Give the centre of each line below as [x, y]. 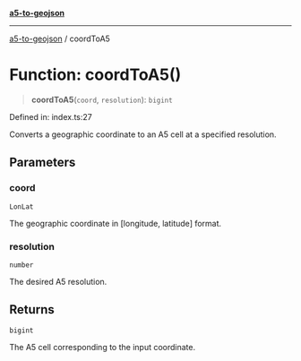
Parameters [43, 163]
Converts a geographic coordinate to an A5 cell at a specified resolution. [143, 134]
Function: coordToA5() [95, 75]
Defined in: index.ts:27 [51, 116]
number [21, 265]
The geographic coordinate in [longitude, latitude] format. [116, 223]
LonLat [21, 206]
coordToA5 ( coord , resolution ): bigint [102, 99]
